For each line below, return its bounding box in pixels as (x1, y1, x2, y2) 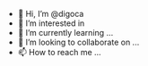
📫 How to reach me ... (17, 47, 101, 57)
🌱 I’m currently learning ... (17, 28, 114, 37)
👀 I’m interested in (17, 18, 85, 29)
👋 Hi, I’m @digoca (17, 9, 84, 19)
